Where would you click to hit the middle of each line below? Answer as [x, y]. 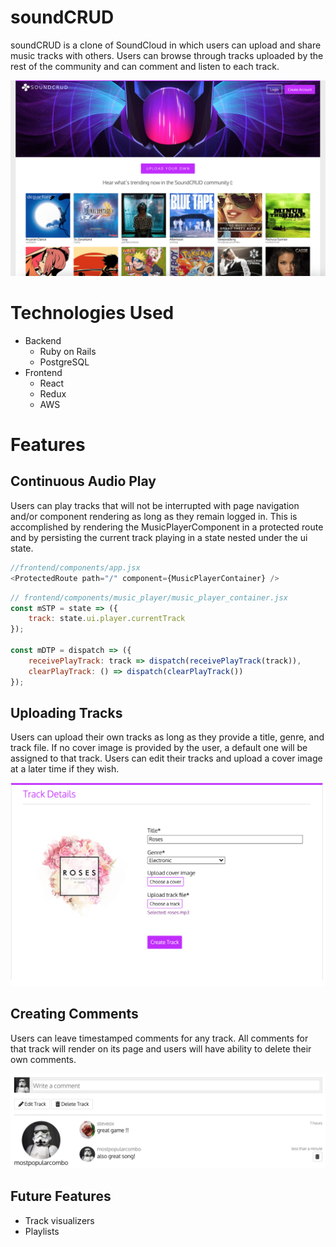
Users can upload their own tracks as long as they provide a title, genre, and [167, 737]
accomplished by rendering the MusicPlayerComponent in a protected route [167, 527]
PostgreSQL [64, 362]
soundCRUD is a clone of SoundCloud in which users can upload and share [166, 45]
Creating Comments [74, 1014]
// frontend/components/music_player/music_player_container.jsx [149, 597]
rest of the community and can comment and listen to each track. [145, 66]
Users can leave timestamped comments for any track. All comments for [159, 1038]
